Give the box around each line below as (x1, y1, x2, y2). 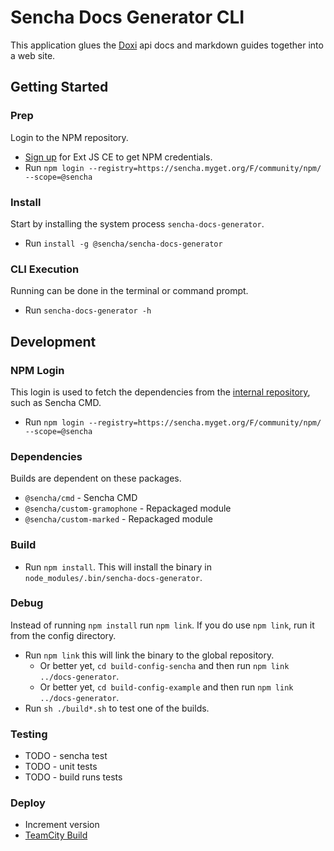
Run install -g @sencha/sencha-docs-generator (24, 237, 223, 249)
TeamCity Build (24, 829, 88, 841)
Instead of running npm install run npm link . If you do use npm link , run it (10, 619, 315, 631)
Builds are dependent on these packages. (10, 472, 182, 485)
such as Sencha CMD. (10, 396, 102, 408)
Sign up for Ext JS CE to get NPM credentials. (24, 151, 213, 163)
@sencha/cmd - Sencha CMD (24, 492, 138, 504)
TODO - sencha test (24, 750, 108, 762)
